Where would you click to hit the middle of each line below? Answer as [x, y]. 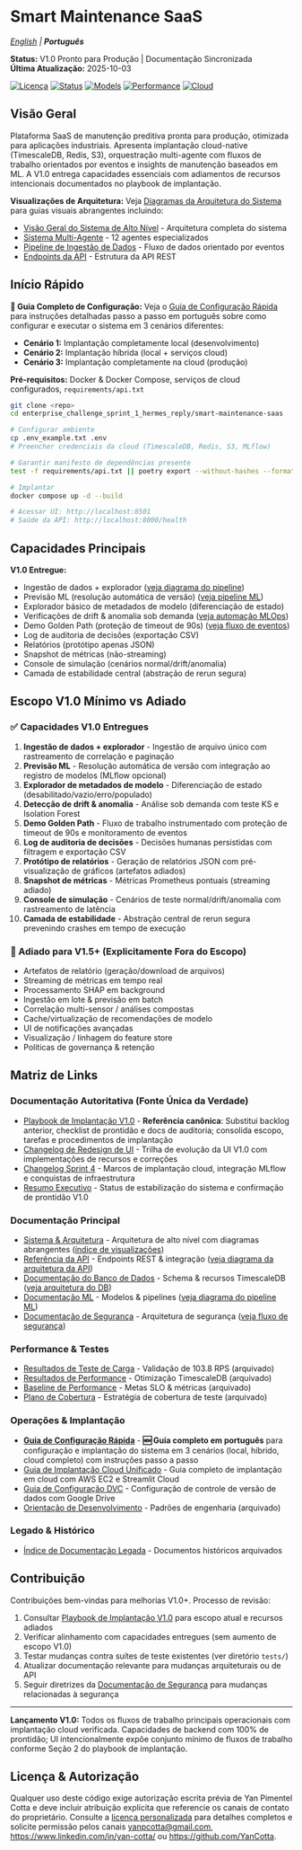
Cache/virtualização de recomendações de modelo [118, 1018]
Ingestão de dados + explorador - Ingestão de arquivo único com [145, 747]
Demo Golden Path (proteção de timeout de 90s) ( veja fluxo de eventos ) [156, 625]
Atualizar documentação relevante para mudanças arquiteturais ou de [152, 1665]
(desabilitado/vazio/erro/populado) [88, 794]
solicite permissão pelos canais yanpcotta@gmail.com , [112, 1827]
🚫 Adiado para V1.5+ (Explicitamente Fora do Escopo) [129, 952]
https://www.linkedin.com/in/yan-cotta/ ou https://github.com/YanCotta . [143, 1837]
